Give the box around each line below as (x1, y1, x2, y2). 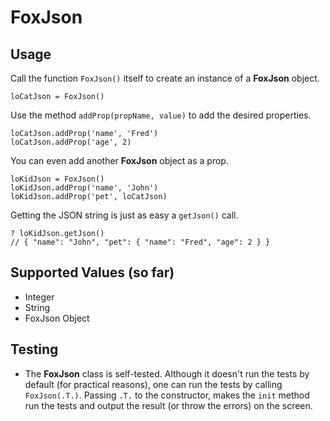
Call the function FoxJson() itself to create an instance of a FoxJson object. (10, 72, 320, 84)
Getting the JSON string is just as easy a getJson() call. (10, 209, 239, 221)
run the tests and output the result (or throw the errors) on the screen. (24, 399, 313, 411)
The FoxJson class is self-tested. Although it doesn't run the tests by (24, 367, 310, 380)
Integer (24, 291, 55, 303)
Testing (10, 341, 59, 358)
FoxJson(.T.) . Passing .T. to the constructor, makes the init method (24, 389, 310, 401)
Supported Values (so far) (10, 264, 175, 281)
